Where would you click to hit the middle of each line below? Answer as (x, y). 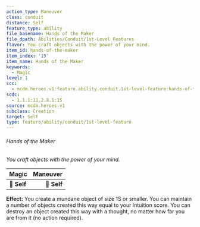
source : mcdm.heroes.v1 (36, 105)
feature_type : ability (34, 28)
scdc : (13, 94)
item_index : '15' (28, 56)
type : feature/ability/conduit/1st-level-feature (69, 122)
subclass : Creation (30, 111)
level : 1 (17, 78)
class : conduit (25, 17)
